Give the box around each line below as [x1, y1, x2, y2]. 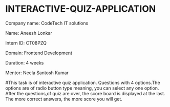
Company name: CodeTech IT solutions [5, 20, 89, 26]
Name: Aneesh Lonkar [5, 30, 53, 36]
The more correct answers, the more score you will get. [5, 96, 123, 102]
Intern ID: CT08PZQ [5, 39, 47, 46]
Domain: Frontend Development [5, 50, 73, 56]
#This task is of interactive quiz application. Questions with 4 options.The [5, 79, 160, 85]
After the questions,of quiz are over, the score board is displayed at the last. [5, 90, 165, 96]
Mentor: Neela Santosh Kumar [5, 70, 69, 76]
